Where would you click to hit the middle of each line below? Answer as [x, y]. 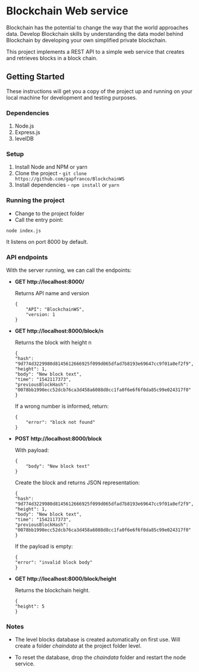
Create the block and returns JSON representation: [77, 482]
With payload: [32, 450]
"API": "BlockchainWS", [55, 309]
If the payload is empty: [44, 546]
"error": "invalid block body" [54, 562]
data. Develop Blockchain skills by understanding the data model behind [95, 33]
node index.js [24, 231]
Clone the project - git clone [51, 174]
